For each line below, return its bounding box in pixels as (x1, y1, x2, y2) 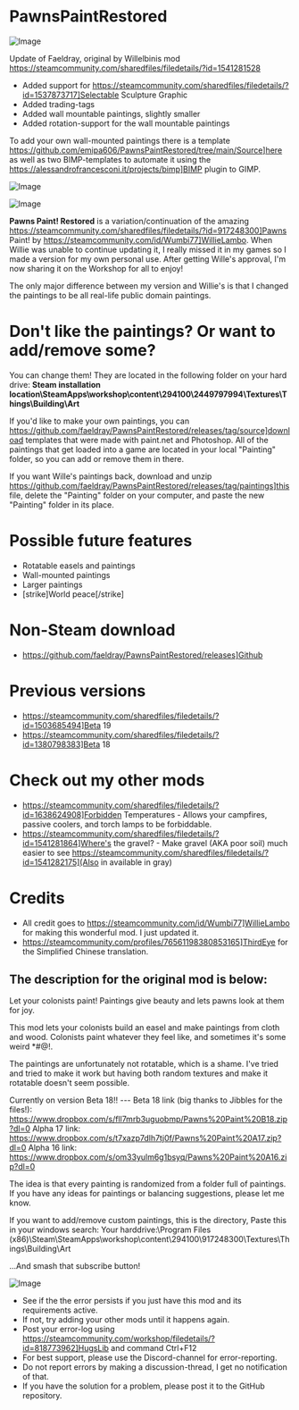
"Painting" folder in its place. (9, 499, 114, 510)
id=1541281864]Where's (21, 837, 112, 848)
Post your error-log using (21, 1324, 115, 1335)
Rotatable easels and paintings (21, 560, 136, 571)
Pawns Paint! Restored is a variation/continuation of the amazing (9, 215, 250, 226)
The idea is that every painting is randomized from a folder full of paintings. (9, 1179, 287, 1189)
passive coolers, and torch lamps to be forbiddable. (21, 818, 212, 829)
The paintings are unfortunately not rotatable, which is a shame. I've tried (9, 1059, 279, 1070)
